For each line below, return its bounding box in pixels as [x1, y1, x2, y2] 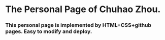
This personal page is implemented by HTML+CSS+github [5, 22, 151, 29]
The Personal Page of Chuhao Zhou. [5, 4, 161, 15]
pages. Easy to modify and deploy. [5, 28, 92, 35]
